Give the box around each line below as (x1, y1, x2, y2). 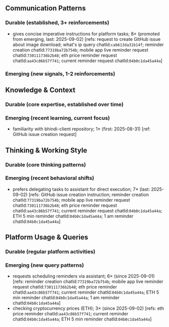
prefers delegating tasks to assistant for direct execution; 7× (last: (12, 186, 150, 192)
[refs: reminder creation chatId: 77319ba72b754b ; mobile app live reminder (12, 278, 163, 285)
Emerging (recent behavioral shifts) (5, 174, 95, 181)
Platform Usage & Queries (5, 233, 89, 242)
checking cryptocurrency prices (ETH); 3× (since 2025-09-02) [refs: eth (12, 305, 164, 311)
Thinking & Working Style (5, 146, 88, 155)
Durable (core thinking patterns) (5, 161, 86, 168)
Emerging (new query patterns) (5, 262, 85, 269)
